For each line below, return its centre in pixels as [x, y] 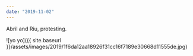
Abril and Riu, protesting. [37, 29]
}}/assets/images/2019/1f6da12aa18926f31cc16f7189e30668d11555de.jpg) [97, 46]
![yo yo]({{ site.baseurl [34, 40]
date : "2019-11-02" [30, 12]
